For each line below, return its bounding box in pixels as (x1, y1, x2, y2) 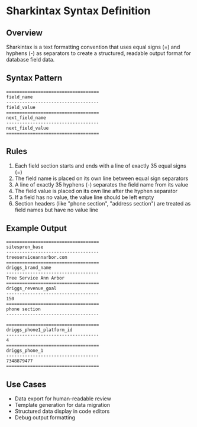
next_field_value (6, 125, 49, 131)
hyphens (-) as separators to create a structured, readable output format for (6, 50, 191, 57)
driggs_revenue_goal (6, 285, 57, 291)
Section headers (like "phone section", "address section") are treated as (14, 200, 191, 207)
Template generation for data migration (14, 402, 111, 409)
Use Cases (6, 379, 47, 389)
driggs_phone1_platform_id (6, 327, 73, 333)
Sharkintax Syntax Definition (6, 4, 151, 18)
